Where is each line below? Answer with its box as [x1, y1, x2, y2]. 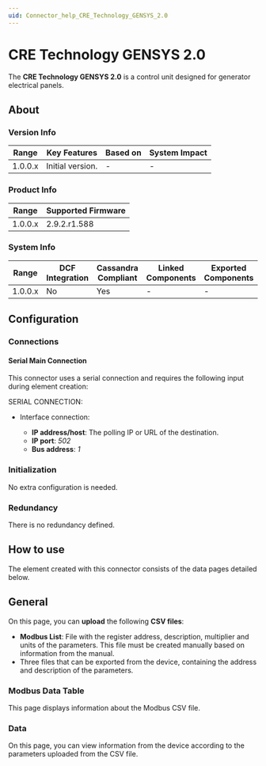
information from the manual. [19, 648, 115, 658]
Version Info [8, 127, 57, 138]
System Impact [149, 147, 207, 158]
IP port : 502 [31, 436, 71, 446]
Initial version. [46, 161, 98, 172]
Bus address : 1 [31, 445, 81, 454]
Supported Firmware [46, 205, 127, 216]
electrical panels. [8, 80, 65, 89]
